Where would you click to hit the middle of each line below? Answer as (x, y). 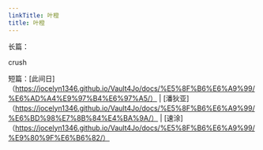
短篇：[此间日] (32, 78)
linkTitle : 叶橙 (34, 15)
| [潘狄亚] (174, 98)
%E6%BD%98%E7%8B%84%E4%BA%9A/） (83, 118)
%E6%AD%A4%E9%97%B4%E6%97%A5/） (83, 98)
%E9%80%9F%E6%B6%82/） (59, 137)
